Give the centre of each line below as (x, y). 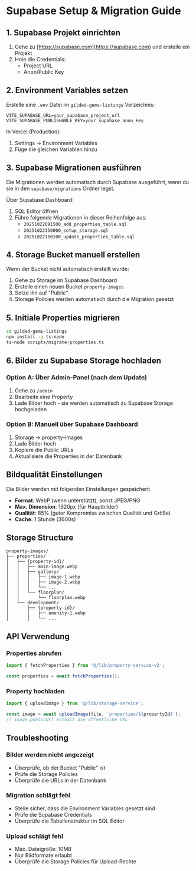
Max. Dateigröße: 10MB (43, 849)
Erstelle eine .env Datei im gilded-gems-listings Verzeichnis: (81, 104)
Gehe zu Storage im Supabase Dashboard (66, 280)
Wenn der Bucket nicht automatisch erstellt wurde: (68, 269)
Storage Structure (40, 538)
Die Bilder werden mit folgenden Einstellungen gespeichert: (78, 489)
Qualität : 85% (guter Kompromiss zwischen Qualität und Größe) (93, 513)
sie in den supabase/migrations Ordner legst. (61, 188)
